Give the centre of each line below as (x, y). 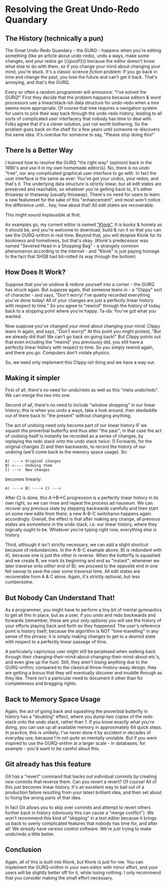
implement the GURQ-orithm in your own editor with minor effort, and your (82, 867)
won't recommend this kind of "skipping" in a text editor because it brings (81, 818)
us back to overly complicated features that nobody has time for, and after (82, 823)
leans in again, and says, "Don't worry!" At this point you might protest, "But (83, 331)
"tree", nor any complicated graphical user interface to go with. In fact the (81, 173)
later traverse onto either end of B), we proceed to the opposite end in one (82, 566)
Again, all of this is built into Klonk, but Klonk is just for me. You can (74, 862)
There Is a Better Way (39, 151)
